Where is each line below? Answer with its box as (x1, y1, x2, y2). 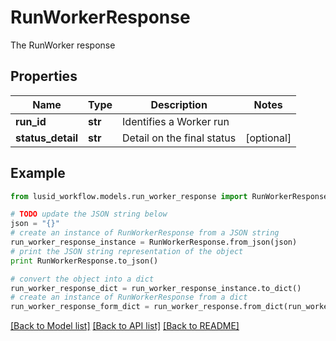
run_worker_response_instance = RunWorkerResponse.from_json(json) (10, 237, 298, 248)
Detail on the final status (122, 131, 237, 145)
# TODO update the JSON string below (10, 209, 168, 220)
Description (150, 97, 208, 111)
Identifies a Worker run (122, 114, 230, 128)
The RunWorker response (10, 39, 116, 51)
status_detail (15, 131, 79, 145)
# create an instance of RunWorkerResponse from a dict (10, 292, 248, 303)
